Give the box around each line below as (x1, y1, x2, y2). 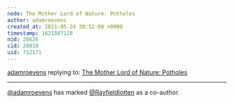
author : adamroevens (7, 17, 68, 24)
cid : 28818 (7, 42, 39, 49)
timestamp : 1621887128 (7, 29, 73, 37)
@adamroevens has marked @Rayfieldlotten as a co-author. (7, 88, 180, 96)
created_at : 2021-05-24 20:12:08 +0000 (7, 23, 123, 30)
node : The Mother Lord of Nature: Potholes (7, 10, 136, 17)
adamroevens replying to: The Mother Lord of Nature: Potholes (7, 68, 188, 77)
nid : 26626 (7, 36, 39, 43)
